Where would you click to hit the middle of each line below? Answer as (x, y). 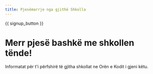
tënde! (19, 53)
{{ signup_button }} (24, 23)
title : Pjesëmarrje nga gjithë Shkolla (46, 9)
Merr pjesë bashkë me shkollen (70, 43)
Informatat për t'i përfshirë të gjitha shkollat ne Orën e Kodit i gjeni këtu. (77, 66)
